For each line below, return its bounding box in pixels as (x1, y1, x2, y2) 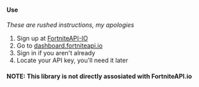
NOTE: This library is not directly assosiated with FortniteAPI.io (6, 72, 192, 80)
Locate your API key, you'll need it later (16, 56, 129, 65)
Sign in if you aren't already (16, 49, 96, 57)
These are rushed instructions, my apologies (6, 21, 135, 29)
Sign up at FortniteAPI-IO (16, 35, 88, 43)
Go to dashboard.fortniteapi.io (16, 41, 103, 50)
